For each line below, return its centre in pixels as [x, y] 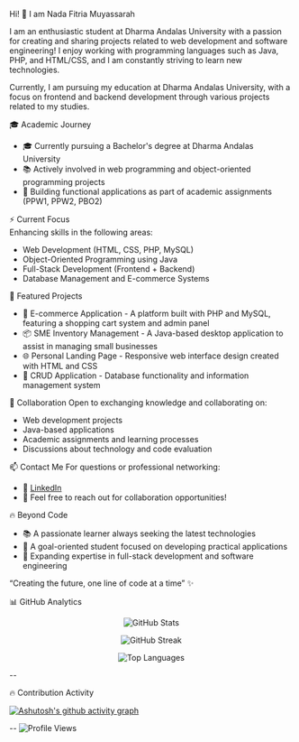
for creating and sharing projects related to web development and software [149, 41]
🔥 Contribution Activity [52, 692]
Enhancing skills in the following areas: [81, 232]
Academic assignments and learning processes [110, 439]
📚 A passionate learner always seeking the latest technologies [139, 533]
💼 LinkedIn [42, 488]
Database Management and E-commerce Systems [116, 278]
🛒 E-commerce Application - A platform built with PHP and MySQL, [147, 313]
